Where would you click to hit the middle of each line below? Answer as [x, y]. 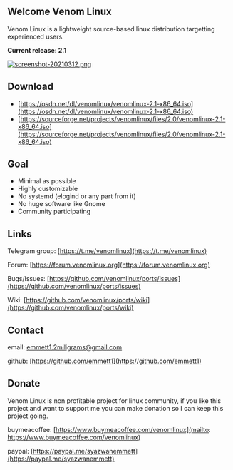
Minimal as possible [47, 181]
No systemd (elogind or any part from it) [77, 196]
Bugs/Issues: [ [29, 279]
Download [30, 87]
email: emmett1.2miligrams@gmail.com [65, 347]
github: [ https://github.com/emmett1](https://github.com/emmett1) [104, 361]
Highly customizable [48, 189]
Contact [26, 330]
